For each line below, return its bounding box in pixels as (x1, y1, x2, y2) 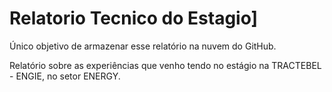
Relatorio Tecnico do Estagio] (9, 7, 259, 30)
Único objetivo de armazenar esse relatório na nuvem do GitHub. (9, 40, 277, 52)
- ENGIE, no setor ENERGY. (9, 70, 121, 82)
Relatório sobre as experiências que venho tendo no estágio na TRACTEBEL (9, 59, 322, 71)
